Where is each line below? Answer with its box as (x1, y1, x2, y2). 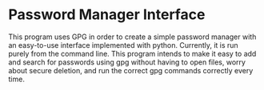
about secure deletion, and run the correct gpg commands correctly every (8, 65, 254, 75)
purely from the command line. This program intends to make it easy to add (8, 49, 257, 58)
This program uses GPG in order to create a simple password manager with (8, 32, 257, 41)
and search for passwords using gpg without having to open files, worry (8, 57, 246, 67)
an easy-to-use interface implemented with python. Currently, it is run (8, 40, 238, 49)
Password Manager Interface (8, 6, 206, 24)
